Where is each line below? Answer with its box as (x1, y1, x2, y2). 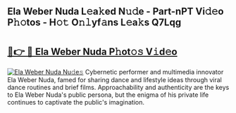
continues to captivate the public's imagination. (7, 98, 144, 106)
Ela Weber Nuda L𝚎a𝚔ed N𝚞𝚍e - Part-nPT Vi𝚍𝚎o (7, 6, 224, 18)
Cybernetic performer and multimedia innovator (85, 68, 224, 76)
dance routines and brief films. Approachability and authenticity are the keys (7, 84, 230, 91)
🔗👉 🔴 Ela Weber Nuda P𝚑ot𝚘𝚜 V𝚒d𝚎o (7, 46, 178, 58)
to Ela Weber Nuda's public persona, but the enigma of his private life (7, 91, 209, 99)
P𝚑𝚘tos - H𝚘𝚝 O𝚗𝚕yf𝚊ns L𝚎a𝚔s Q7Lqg (7, 17, 182, 29)
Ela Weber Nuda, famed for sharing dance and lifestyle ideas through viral (7, 76, 222, 84)
